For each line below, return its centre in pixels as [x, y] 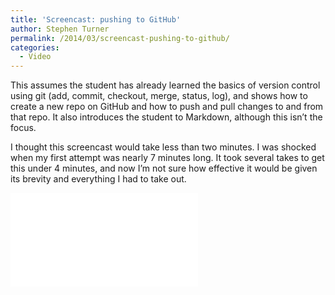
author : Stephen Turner [60, 29]
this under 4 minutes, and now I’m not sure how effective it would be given [164, 168]
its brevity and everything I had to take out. [98, 179]
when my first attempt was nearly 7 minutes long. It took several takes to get [167, 158]
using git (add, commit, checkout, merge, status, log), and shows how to [159, 96]
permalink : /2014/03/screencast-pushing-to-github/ [120, 38]
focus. [23, 128]
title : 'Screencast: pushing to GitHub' [96, 19]
